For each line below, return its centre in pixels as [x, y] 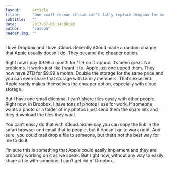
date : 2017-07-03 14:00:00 [40, 24]
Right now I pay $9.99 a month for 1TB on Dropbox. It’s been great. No [78, 62]
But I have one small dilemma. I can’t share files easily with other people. [80, 99]
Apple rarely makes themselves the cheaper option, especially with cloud [81, 84]
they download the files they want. [41, 115]
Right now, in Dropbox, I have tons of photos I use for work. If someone [79, 104]
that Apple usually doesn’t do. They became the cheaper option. [72, 53]
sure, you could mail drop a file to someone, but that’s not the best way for [82, 135]
